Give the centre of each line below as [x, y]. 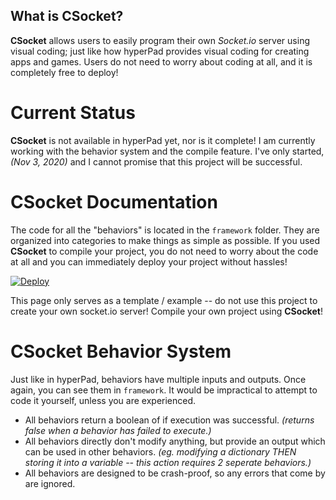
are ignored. [50, 483]
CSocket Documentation [114, 201]
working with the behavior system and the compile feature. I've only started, [167, 151]
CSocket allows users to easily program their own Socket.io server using [160, 40]
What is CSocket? [67, 16]
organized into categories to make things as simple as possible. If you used [165, 240]
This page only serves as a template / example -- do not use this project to [164, 300]
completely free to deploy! [64, 72]
